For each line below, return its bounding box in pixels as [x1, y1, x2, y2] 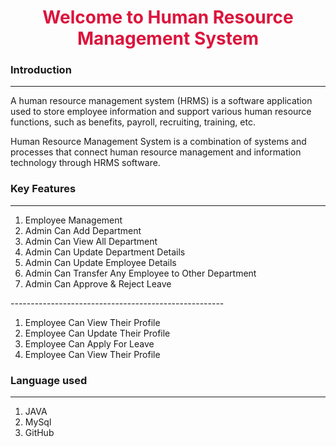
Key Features [10, 182, 77, 196]
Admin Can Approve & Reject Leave [24, 277, 172, 290]
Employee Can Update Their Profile [24, 327, 171, 339]
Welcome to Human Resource [42, 6, 294, 29]
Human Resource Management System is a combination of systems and [10, 136, 307, 148]
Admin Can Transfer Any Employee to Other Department [24, 267, 257, 279]
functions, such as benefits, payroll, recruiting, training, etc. [10, 116, 256, 128]
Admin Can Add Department [24, 224, 142, 236]
